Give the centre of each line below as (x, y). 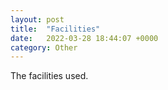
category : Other (44, 47)
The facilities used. (49, 76)
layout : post (37, 19)
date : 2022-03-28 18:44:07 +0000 (84, 38)
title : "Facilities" (55, 29)
